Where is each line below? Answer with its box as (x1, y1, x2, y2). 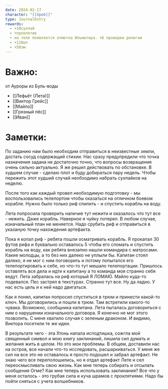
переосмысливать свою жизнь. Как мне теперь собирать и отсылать (5, 362, 154, 368)
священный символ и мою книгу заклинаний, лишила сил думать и (5, 335, 150, 341)
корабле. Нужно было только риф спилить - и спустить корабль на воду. (5, 200, 161, 206)
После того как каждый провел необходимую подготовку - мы (5, 190, 140, 196)
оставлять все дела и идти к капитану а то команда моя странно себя (5, 268, 156, 274)
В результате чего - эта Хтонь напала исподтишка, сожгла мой (5, 330, 140, 336)
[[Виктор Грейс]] (12, 98, 49, 104)
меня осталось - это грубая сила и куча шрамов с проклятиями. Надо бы (5, 372, 163, 379)
